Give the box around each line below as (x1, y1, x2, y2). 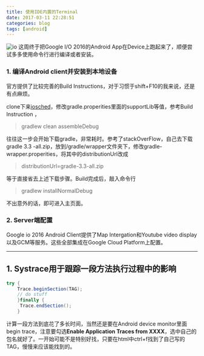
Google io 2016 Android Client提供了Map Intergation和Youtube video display (6, 231, 197, 238)
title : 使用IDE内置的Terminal (6, 8, 78, 15)
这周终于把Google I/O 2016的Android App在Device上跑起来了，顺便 (18, 43, 188, 50)
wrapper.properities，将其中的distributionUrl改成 (6, 150, 129, 158)
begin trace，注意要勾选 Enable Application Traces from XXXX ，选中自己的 (6, 327, 197, 335)
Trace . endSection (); (19, 303, 72, 309)
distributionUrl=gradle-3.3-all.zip (21, 162, 104, 170)
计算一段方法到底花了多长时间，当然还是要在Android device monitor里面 (6, 320, 188, 327)
